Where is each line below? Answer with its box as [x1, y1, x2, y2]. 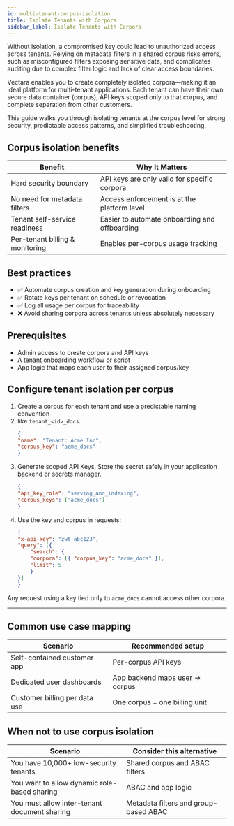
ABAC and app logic [126, 783, 192, 792]
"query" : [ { [17, 542, 52, 549]
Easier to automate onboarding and [100, 215, 215, 224]
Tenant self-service [10, 215, 77, 224]
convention [17, 410, 50, 418]
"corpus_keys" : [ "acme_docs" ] [17, 496, 106, 503]
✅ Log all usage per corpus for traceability [17, 301, 139, 310]
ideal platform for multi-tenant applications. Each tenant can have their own [7, 85, 224, 94]
